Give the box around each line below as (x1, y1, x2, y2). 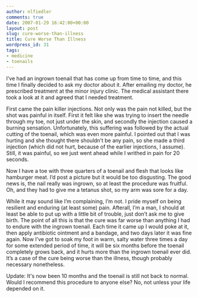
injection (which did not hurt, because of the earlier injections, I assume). (6, 143, 186, 150)
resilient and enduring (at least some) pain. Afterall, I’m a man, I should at (6, 204, 186, 211)
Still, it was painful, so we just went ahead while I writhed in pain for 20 (6, 149, 180, 156)
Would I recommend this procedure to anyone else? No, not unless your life (6, 279, 191, 286)
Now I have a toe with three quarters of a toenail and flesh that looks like (6, 167, 184, 174)
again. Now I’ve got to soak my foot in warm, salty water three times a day (6, 235, 188, 242)
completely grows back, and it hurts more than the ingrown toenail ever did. (6, 248, 191, 255)
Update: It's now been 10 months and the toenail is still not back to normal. (6, 272, 189, 279)
